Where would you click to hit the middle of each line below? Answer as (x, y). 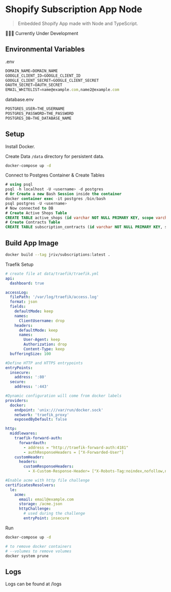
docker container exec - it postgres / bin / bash (55, 199)
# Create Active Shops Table (36, 213)
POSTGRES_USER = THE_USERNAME (35, 109)
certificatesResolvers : (31, 485)
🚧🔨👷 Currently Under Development (42, 33)
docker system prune (27, 556)
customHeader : (29, 457)
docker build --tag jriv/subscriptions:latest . (58, 255)
